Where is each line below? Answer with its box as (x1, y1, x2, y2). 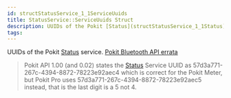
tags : (7, 29, 23, 36)
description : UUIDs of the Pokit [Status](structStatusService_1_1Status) (7, 23, 226, 29)
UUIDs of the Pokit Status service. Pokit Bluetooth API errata (7, 48, 178, 56)
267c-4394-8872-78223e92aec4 (23, 69, 120, 77)
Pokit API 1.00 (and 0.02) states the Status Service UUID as (23, 61, 192, 69)
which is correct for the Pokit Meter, (120, 69, 223, 77)
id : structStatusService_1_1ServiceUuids (7, 10, 128, 17)
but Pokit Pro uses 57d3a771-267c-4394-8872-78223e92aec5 (23, 76, 202, 84)
